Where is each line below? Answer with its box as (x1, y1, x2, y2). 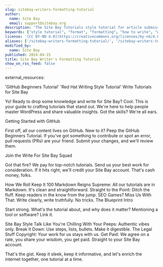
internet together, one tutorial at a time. (5, 256, 83, 262)
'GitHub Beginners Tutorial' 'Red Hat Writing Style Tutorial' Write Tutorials (5, 84, 152, 90)
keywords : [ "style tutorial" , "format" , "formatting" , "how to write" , (5, 30, 153, 34)
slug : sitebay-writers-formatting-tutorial (5, 7, 95, 12)
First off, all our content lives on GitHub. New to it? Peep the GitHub (5, 128, 140, 133)
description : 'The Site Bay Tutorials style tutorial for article (5, 25, 142, 30)
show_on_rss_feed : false (5, 61, 55, 66)
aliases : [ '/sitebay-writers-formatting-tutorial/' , (5, 39, 114, 44)
